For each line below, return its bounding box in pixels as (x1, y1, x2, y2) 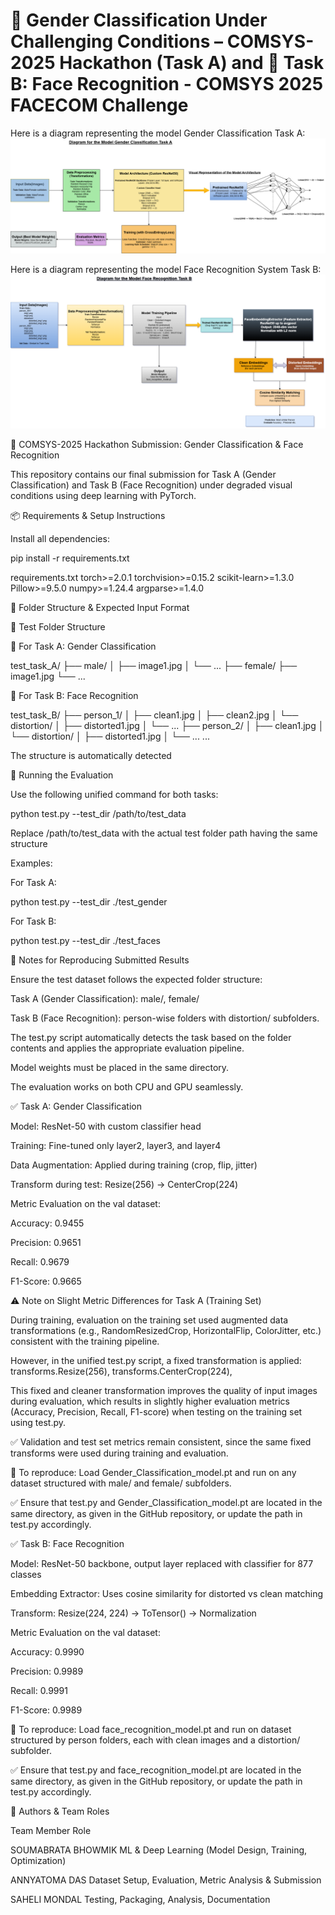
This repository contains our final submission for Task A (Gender (10, 469, 277, 481)
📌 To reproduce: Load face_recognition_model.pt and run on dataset (10, 1724, 292, 1736)
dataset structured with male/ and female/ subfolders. (10, 1477, 232, 1489)
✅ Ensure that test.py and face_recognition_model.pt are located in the (10, 1764, 302, 1776)
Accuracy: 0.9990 (10, 1646, 85, 1658)
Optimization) (10, 1855, 67, 1867)
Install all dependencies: (10, 533, 110, 545)
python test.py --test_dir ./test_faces (10, 935, 161, 947)
